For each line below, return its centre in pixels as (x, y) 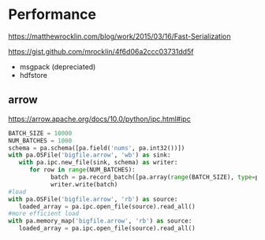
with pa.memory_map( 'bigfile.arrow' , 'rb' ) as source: (100, 221)
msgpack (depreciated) (58, 66)
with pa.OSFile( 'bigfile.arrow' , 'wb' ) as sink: (90, 155)
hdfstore (33, 75)
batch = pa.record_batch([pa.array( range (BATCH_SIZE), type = (153, 177)
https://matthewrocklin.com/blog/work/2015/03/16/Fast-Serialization (119, 36)
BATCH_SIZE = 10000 (40, 133)
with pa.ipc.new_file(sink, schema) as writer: (98, 163)
